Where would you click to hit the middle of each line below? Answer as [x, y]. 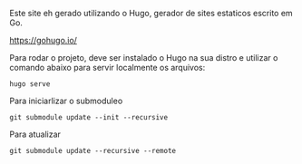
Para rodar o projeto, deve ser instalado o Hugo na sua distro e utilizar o [144, 58]
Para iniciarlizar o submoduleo [66, 101]
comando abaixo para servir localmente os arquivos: [107, 68]
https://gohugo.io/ [43, 40]
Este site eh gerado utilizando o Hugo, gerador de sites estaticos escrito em [151, 13]
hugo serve [30, 84]
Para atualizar [35, 134]
